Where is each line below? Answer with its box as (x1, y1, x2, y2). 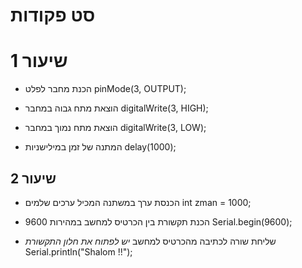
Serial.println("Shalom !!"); (24, 245, 133, 258)
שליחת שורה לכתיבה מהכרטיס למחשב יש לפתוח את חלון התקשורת (24, 235, 277, 247)
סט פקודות (10, 4, 96, 27)
